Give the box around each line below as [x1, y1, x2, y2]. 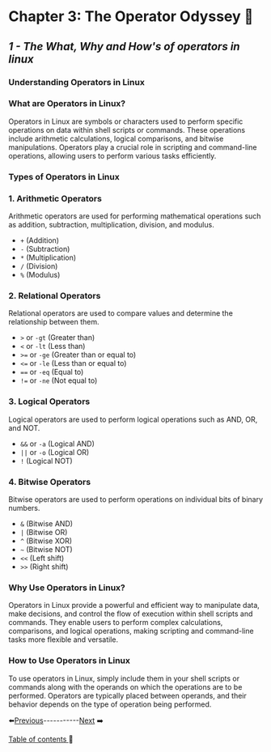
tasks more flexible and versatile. [8, 635, 119, 644]
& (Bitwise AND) [19, 518, 74, 529]
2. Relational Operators [8, 290, 101, 301]
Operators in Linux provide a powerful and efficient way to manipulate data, [8, 601, 260, 610]
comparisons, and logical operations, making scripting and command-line [8, 627, 254, 636]
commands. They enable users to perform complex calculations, [8, 618, 223, 627]
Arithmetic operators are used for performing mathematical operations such [8, 211, 261, 221]
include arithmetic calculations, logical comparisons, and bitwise [8, 134, 224, 143]
